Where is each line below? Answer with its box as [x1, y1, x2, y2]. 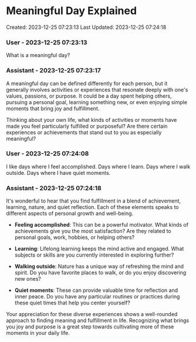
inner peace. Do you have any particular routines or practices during [14, 293, 180, 300]
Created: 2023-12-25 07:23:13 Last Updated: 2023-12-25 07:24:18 [6, 24, 167, 31]
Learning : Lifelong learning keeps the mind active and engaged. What [14, 245, 184, 253]
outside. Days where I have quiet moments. [6, 169, 111, 176]
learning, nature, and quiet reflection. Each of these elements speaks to [6, 204, 179, 211]
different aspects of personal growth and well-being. [6, 210, 134, 217]
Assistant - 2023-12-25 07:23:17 [6, 67, 101, 75]
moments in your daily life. [6, 330, 70, 337]
